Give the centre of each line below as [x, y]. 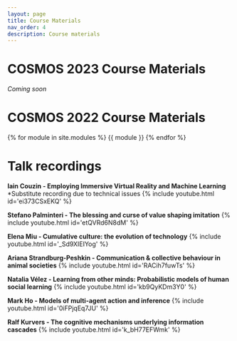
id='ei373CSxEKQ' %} [40, 201]
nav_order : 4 [27, 27]
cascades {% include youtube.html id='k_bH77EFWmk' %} [94, 330]
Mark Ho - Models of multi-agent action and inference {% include [106, 301]
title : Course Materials [44, 21]
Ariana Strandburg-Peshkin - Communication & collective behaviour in [114, 258]
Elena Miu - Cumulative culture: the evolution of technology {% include [114, 237]
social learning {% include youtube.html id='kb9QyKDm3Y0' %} [102, 287]
